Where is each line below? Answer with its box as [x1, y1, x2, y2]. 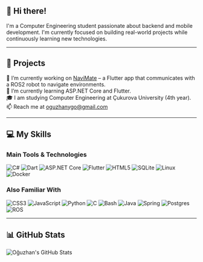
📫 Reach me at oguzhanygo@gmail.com [6, 103, 108, 110]
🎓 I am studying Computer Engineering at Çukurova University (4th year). [6, 94, 192, 101]
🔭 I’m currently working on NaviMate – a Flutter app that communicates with [6, 74, 195, 82]
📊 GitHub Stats [6, 230, 65, 240]
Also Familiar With [6, 186, 62, 194]
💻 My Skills [6, 129, 51, 140]
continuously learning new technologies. [6, 34, 108, 42]
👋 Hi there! [6, 6, 47, 16]
